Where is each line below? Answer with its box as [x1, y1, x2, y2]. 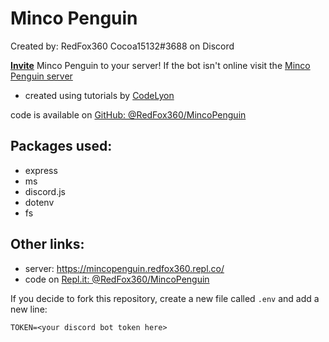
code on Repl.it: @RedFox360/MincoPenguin [24, 273, 210, 285]
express [24, 164, 58, 176]
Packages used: [10, 138, 113, 155]
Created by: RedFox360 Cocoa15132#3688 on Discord [10, 40, 235, 52]
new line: [10, 303, 48, 315]
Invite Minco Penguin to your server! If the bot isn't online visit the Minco [10, 59, 311, 71]
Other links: [10, 236, 85, 253]
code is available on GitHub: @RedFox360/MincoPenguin [10, 108, 247, 121]
